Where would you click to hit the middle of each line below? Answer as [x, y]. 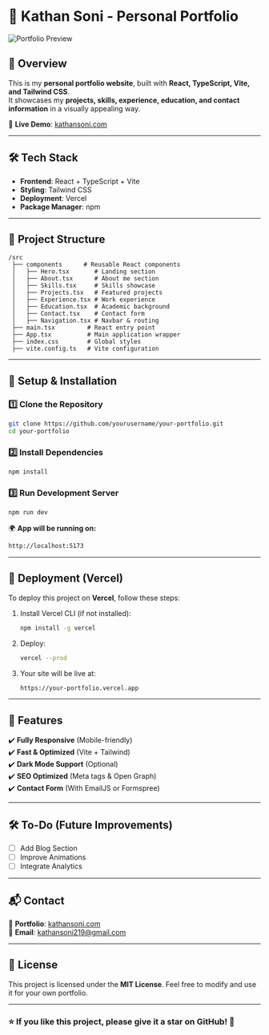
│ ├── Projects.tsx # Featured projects [87, 293]
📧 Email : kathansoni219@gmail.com [67, 932]
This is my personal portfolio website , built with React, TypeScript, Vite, [129, 83]
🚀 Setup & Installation [63, 381]
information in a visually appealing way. [74, 108]
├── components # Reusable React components [96, 265]
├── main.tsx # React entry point [84, 328]
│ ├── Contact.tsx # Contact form [78, 314]
